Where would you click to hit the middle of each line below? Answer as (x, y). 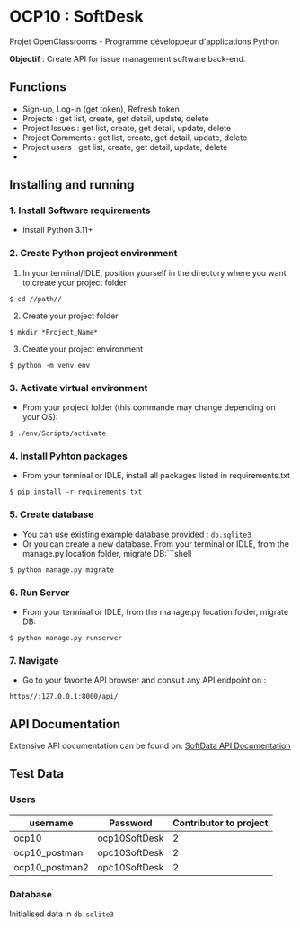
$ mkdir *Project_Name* (54, 332)
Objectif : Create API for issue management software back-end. (128, 58)
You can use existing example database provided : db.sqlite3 (137, 534)
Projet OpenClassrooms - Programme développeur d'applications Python (145, 41)
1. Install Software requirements (80, 210)
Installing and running (72, 185)
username (51, 823)
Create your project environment (83, 349)
